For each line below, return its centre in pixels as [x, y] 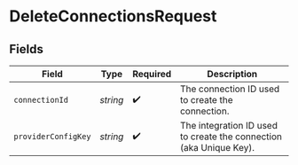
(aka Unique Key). [218, 148]
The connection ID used [230, 89]
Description [232, 74]
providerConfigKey [52, 136]
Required [152, 74]
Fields [27, 49]
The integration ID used [229, 126]
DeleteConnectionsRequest [113, 16]
